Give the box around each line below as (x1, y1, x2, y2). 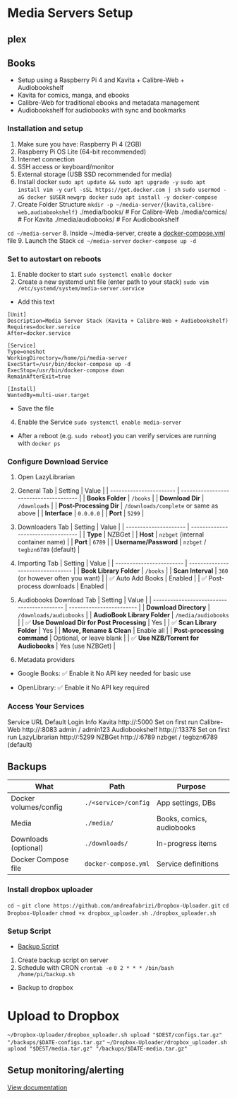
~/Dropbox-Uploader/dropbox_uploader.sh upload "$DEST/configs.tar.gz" (7, 1031, 222, 1039)
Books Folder (87, 494, 126, 503)
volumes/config (11, 802, 63, 812)
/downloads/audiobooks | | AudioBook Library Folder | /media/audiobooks (17, 611, 229, 619)
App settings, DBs (156, 798, 217, 808)
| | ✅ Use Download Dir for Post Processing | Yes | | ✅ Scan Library (17, 618, 217, 627)
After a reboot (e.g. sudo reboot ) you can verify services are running (17, 431, 217, 440)
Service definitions (156, 859, 219, 869)
